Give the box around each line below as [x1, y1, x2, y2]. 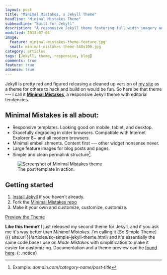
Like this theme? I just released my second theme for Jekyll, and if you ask [5, 224, 159, 230]
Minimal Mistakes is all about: [5, 111, 99, 120]
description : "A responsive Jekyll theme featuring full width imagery [5, 26, 157, 31]
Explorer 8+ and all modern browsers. [12, 135, 90, 140]
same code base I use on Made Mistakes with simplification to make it [5, 239, 149, 246]
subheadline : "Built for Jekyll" [5, 21, 75, 26]
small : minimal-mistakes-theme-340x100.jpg [9, 44, 101, 49]
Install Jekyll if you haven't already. [12, 194, 84, 200]
